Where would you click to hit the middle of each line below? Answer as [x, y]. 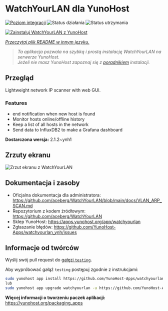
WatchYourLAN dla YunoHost [67, 9]
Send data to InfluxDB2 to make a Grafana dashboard [67, 130]
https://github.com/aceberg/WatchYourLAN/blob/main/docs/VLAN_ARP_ [87, 200]
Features [16, 103]
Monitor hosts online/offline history [48, 119]
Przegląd [19, 78]
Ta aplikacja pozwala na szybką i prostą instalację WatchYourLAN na [89, 51]
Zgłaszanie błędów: [32, 227]
